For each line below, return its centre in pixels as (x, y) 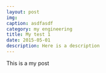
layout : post (23, 12)
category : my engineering (39, 29)
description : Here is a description (53, 46)
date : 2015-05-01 (28, 40)
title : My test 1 (28, 35)
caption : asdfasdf (30, 23)
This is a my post (28, 63)
